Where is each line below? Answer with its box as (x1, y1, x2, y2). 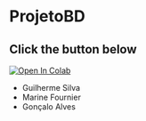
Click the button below (9, 42, 137, 57)
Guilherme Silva (21, 83, 81, 93)
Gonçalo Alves (21, 101, 76, 112)
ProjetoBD (9, 6, 86, 27)
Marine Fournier (21, 92, 82, 102)
